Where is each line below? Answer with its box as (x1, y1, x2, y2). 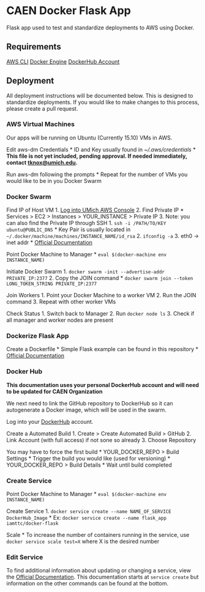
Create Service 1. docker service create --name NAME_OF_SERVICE (6, 508, 171, 515)
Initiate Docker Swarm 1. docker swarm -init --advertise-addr (6, 268, 165, 275)
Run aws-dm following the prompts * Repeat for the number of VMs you (6, 171, 188, 178)
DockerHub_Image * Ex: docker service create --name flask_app (6, 514, 167, 522)
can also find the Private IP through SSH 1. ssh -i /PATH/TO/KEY (6, 220, 166, 227)
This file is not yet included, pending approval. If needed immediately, (6, 152, 188, 160)
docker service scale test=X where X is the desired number (6, 538, 160, 545)
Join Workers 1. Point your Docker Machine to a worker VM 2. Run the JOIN (6, 292, 197, 299)
